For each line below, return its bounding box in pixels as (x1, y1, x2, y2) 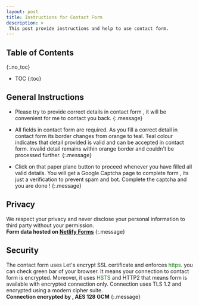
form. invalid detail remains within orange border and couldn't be (14, 145, 175, 152)
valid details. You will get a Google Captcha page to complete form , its (14, 169, 189, 176)
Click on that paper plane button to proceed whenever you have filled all (14, 163, 192, 170)
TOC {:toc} (14, 75, 42, 82)
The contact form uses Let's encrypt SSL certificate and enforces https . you (6, 261, 194, 268)
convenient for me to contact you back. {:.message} (14, 114, 143, 121)
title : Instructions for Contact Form (6, 14, 102, 20)
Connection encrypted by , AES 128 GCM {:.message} (6, 293, 141, 300)
